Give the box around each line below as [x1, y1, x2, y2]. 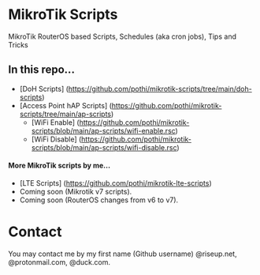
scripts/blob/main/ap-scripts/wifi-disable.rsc [31, 142, 177, 152]
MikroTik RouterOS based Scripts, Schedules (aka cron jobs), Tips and [8, 32, 236, 41]
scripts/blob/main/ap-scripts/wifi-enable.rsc [31, 126, 176, 135]
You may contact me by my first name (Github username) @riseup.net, [8, 249, 238, 258]
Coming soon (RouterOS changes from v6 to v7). [19, 195, 179, 205]
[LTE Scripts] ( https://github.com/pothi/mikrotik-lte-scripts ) [19, 178, 212, 187]
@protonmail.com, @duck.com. [8, 257, 110, 266]
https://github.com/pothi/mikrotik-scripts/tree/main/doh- [68, 84, 252, 93]
